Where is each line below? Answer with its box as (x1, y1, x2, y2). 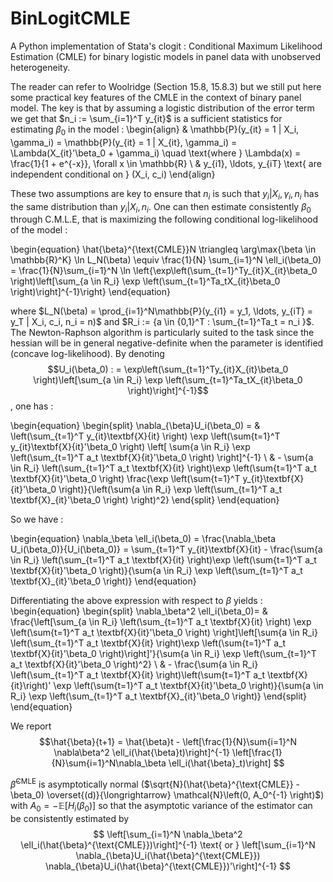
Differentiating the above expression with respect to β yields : (10, 595, 263, 607)
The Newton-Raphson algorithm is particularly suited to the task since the (10, 327, 315, 339)
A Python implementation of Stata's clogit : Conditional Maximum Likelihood (10, 40, 323, 52)
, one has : (10, 400, 54, 412)
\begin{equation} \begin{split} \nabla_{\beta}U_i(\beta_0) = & (10, 420, 261, 432)
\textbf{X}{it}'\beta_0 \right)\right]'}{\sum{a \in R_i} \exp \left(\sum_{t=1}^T (10, 648, 317, 660)
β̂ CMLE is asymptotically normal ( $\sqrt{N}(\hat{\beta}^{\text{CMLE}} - (10, 777, 301, 790)
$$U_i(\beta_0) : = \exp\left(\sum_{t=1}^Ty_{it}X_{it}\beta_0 (47, 363, 289, 376)
